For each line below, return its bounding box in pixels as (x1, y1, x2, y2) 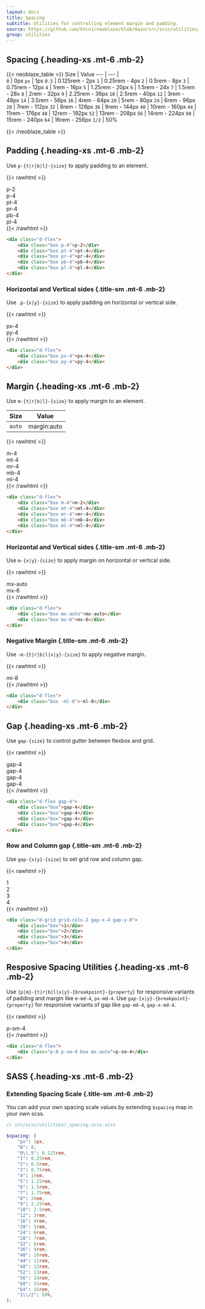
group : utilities (6, 32, 51, 38)
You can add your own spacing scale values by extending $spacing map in (6, 1104, 193, 1111)
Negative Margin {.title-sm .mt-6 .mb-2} (6, 636, 129, 645)
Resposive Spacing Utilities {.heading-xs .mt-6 (6, 962, 189, 973)
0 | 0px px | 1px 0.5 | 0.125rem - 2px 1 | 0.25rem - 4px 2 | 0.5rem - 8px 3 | (6, 77, 189, 84)
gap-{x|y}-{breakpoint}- (128, 995, 191, 1001)
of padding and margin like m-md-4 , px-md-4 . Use (6, 994, 127, 1001)
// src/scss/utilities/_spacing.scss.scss (6, 1122, 116, 1128)
